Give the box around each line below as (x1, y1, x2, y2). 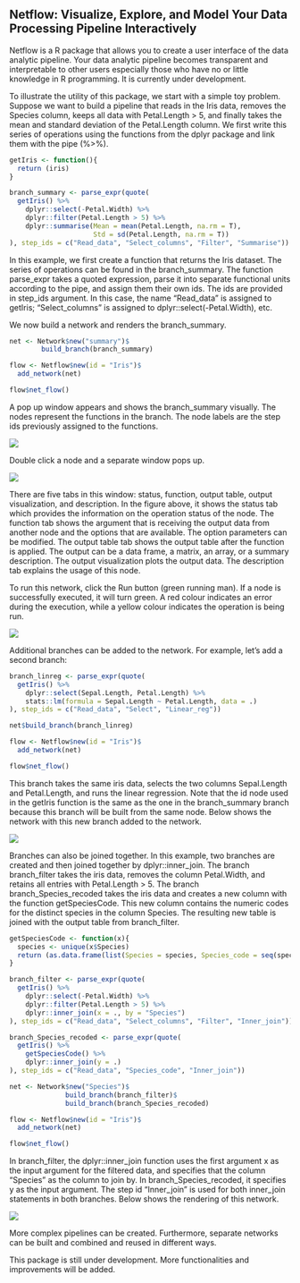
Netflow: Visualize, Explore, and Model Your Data (9, 7, 288, 22)
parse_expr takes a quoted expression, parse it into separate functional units (9, 273, 291, 285)
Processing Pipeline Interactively (9, 21, 197, 37)
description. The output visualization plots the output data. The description (9, 555, 285, 566)
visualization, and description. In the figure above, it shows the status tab (9, 498, 279, 509)
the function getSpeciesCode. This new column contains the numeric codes (9, 897, 289, 908)
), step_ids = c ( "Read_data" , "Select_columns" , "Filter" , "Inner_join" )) (9, 1016, 294, 1025)
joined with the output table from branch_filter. (9, 916, 180, 927)
